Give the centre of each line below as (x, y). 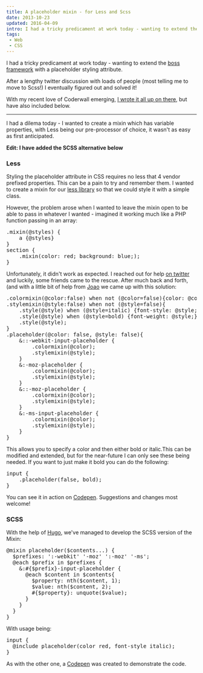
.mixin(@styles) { (34, 232)
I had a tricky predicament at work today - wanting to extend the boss (93, 63)
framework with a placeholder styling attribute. (64, 69)
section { (21, 250)
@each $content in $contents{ (70, 575)
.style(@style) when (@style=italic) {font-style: (95, 310)
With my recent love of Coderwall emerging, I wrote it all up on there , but (97, 99)
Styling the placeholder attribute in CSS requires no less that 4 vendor (93, 177)
